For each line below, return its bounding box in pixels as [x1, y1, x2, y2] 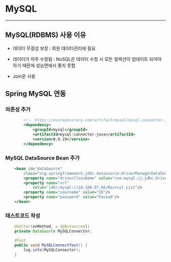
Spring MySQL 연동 [5, 89, 66, 98]
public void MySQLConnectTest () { [14, 242, 88, 248]
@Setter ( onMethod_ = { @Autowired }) [14, 224, 90, 229]
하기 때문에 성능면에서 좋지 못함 [12, 62, 75, 69]
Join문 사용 [12, 73, 36, 79]
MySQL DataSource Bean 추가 [5, 154, 80, 161]
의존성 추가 [5, 106, 31, 113]
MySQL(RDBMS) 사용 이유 [5, 31, 87, 40]
